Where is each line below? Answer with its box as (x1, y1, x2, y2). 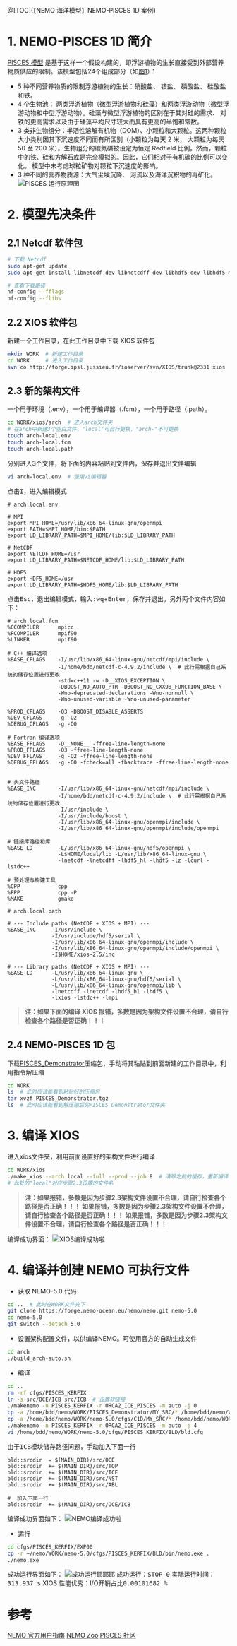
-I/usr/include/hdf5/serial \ (51, 932, 140, 940)
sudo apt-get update (7, 262, 68, 270)
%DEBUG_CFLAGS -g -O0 (7, 720, 78, 728)
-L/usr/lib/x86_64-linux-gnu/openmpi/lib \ (51, 981, 181, 989)
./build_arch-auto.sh (7, 1355, 71, 1362)
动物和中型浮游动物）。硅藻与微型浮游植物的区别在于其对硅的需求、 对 (23, 108, 227, 117)
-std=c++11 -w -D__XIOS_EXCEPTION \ (57, 677, 166, 684)
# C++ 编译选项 (7, 649, 48, 657)
